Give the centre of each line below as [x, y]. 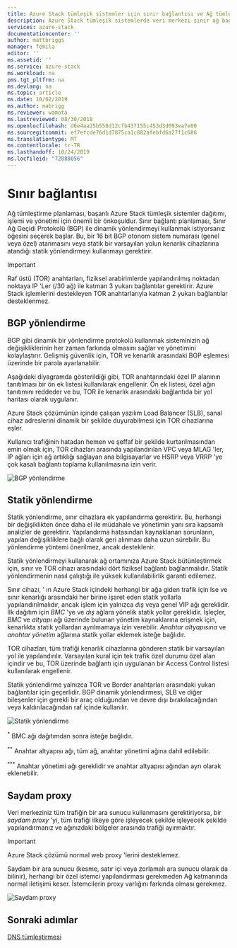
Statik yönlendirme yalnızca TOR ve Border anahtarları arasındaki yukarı [111, 685]
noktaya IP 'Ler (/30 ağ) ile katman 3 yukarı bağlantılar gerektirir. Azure [110, 286]
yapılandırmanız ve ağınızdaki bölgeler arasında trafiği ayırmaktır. [102, 828]
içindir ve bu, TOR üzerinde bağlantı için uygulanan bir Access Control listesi [118, 663]
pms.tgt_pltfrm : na [36, 80]
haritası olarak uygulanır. [43, 399]
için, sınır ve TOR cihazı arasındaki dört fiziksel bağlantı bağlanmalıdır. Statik [117, 569]
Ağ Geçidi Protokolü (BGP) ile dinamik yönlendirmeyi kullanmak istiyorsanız [116, 228]
